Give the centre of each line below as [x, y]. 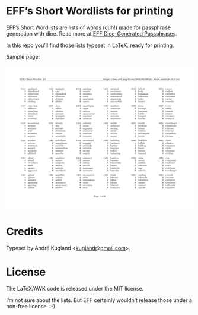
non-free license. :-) [31, 307]
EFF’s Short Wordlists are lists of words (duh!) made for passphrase [88, 27]
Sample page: [23, 56]
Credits [25, 231]
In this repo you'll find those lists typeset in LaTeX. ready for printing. [90, 45]
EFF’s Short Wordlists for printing [90, 11]
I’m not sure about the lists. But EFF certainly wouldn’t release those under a [99, 300]
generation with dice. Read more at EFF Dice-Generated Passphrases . [92, 33]
